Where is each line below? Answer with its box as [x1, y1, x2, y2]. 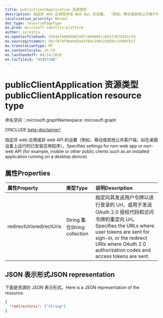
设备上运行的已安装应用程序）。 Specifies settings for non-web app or [5, 143, 143, 149]
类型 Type [66, 185, 88, 191]
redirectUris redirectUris [7, 223, 62, 229]
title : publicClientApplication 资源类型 [5, 7, 87, 12]
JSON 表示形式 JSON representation [5, 271, 115, 279]
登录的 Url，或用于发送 [100, 202, 152, 208]
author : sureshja [5, 30, 40, 35]
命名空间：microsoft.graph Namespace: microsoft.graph [5, 117, 116, 123]
